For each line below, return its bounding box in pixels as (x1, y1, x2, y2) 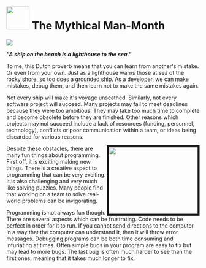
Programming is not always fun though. (6, 209, 106, 216)
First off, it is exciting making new (6, 158, 91, 165)
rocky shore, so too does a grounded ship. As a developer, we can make (6, 75, 189, 83)
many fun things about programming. (6, 151, 101, 159)
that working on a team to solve (6, 190, 86, 197)
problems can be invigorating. (21, 197, 98, 204)
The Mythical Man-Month (31, 19, 166, 33)
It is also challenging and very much (6, 177, 97, 185)
